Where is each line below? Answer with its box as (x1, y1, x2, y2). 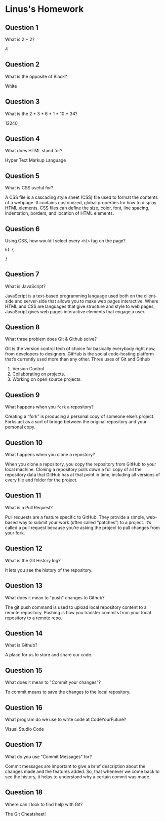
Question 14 (5, 629, 43, 638)
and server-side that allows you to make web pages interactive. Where (14, 298, 159, 304)
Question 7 (5, 270, 40, 279)
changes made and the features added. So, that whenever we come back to (5, 768, 160, 774)
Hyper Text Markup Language (5, 157, 66, 163)
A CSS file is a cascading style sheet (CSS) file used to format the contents (5, 194, 158, 200)
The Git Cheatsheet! (5, 811, 46, 817)
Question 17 (5, 740, 42, 749)
